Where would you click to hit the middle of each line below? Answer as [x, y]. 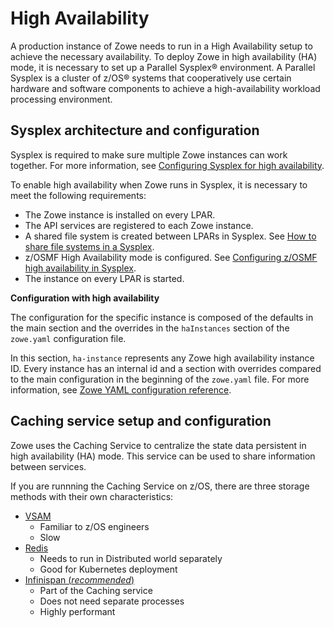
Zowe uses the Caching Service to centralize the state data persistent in [158, 445]
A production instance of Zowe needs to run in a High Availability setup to [161, 46]
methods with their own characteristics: [92, 496]
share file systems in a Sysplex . [89, 246]
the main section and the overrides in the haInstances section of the [150, 328]
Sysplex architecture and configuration [135, 130]
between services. [48, 466]
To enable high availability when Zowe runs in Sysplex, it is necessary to [159, 184]
